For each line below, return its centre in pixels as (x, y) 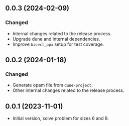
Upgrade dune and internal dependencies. (56, 39)
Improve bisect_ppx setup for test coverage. (58, 44)
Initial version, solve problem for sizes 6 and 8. (60, 118)
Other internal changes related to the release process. (68, 90)
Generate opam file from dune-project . (52, 85)
